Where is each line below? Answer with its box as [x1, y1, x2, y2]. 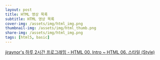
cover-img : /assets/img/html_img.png [5, 21, 83, 26]
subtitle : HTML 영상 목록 [5, 16, 54, 21]
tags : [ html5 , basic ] [5, 35, 50, 40]
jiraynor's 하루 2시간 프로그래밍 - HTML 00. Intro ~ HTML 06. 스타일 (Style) [5, 49, 155, 55]
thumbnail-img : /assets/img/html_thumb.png [5, 26, 97, 31]
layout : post [5, 7, 32, 12]
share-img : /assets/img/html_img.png [5, 30, 83, 35]
